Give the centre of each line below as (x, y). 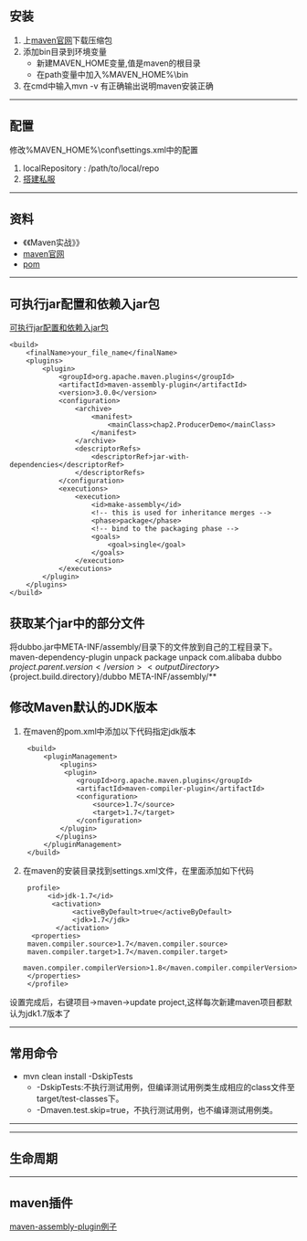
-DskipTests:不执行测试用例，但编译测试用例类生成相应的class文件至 (165, 1087)
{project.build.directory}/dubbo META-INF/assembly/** (113, 677)
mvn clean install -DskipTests (78, 1076)
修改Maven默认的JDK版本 (84, 708)
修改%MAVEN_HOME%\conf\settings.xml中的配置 (104, 150)
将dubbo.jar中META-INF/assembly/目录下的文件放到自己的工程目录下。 (143, 647)
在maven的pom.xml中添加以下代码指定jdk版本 (109, 731)
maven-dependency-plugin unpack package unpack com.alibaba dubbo (146, 657)
